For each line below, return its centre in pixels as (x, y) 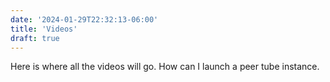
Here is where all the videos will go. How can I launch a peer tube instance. (165, 67)
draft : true (35, 38)
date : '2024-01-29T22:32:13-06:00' (84, 19)
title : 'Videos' (44, 29)
